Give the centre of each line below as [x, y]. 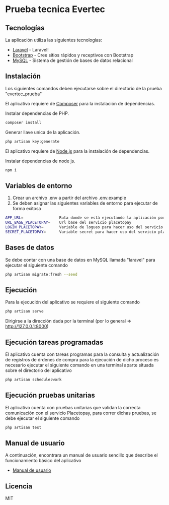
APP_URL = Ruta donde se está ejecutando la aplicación [81, 218]
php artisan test [23, 427]
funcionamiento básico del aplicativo [43, 461]
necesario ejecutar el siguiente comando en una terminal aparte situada [80, 365]
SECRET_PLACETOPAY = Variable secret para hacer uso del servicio [81, 232]
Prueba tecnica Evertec [55, 9]
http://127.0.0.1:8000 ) [27, 327]
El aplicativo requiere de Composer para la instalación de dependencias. [80, 103]
